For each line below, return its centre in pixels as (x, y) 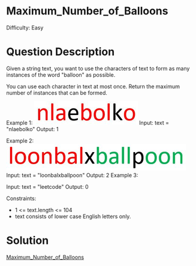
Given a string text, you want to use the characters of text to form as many (98, 68)
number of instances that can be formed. (57, 93)
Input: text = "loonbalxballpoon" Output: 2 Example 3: (72, 175)
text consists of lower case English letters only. (73, 216)
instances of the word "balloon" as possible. (61, 75)
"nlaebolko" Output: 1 (32, 129)
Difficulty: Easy (25, 28)
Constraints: (21, 198)
